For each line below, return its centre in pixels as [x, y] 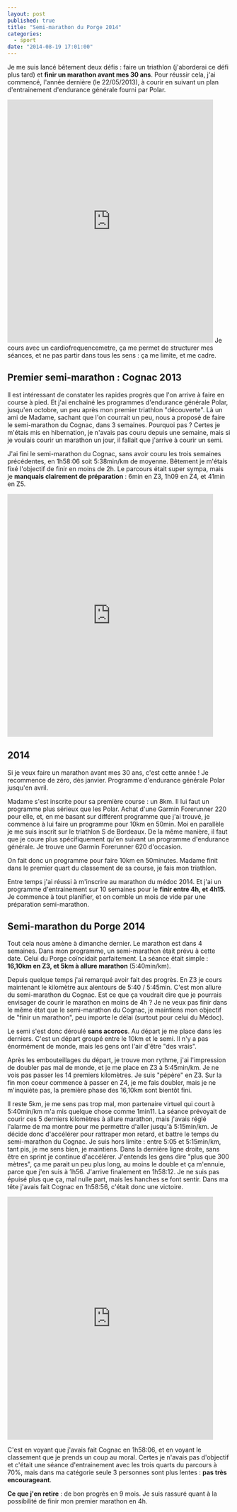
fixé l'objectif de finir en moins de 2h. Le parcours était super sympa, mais [116, 468]
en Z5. [17, 484]
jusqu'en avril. [28, 788]
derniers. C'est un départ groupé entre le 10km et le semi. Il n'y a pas [108, 1039]
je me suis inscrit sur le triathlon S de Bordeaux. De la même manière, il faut [117, 832]
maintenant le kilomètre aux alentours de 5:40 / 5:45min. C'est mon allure [114, 988]
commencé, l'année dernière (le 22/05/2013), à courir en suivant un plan [113, 82]
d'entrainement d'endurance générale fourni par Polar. [87, 90]
